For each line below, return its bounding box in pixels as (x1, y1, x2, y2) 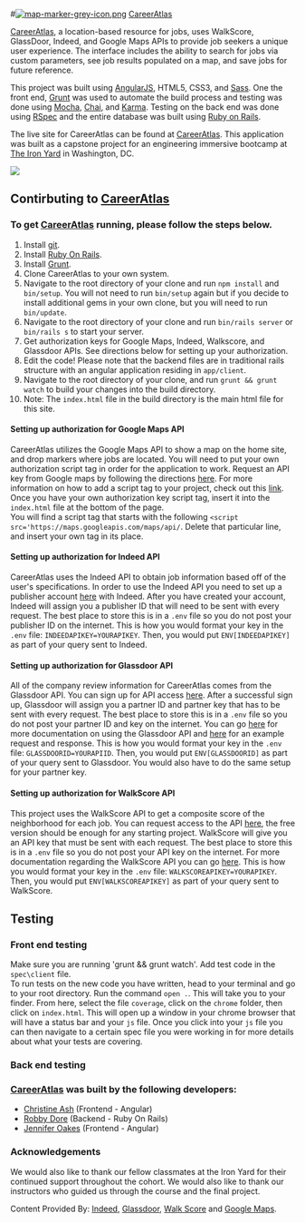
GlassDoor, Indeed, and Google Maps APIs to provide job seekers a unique (10, 36, 289, 46)
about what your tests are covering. (10, 1036, 143, 1047)
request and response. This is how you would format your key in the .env (10, 738, 282, 748)
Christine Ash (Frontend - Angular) (23, 1103, 153, 1115)
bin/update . (23, 307, 67, 318)
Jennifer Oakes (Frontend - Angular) (23, 1123, 159, 1134)
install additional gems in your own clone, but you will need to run (23, 297, 268, 308)
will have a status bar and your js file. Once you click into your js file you (10, 1017, 283, 1028)
